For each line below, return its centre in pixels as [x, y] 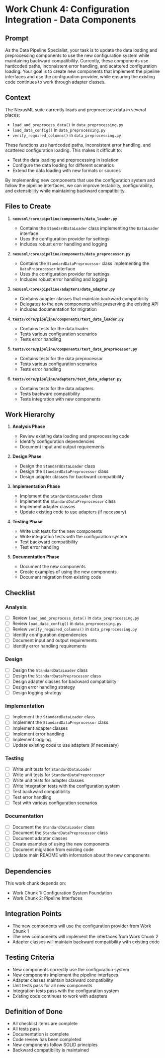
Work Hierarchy [30, 415]
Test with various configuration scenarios [55, 803]
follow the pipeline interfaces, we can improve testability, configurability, [79, 185]
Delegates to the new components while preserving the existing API [89, 304]
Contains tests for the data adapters [57, 388]
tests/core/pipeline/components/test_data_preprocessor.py [75, 349]
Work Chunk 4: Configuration [67, 9]
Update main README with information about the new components [81, 855]
